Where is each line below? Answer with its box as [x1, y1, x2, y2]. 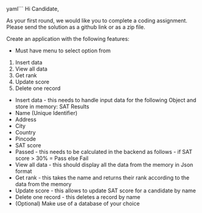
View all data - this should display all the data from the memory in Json [15, 161, 193, 168]
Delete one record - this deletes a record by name [15, 194, 141, 200]
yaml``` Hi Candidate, [6, 5, 59, 12]
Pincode [15, 135, 37, 142]
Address [15, 116, 37, 123]
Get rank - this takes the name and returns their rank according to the [15, 174, 190, 181]
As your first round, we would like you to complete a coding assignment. [6, 17, 187, 24]
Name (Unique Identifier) [15, 110, 78, 116]
